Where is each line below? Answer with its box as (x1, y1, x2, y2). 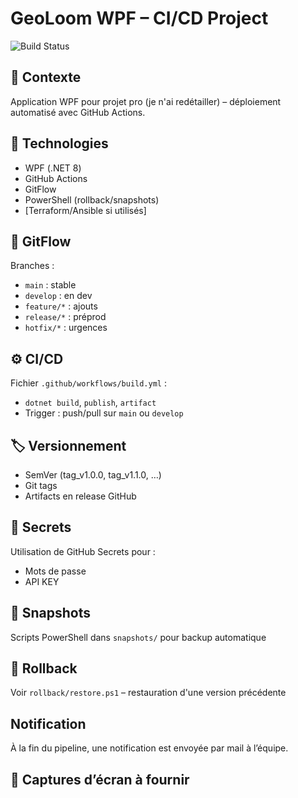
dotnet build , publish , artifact (24, 397, 157, 409)
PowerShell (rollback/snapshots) (24, 193, 160, 206)
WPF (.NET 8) (24, 162, 82, 174)
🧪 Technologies (10, 135, 109, 152)
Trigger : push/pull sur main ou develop (24, 407, 184, 419)
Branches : (10, 260, 55, 272)
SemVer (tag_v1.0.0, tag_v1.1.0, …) (24, 469, 162, 481)
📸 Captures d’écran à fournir (10, 771, 190, 788)
